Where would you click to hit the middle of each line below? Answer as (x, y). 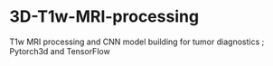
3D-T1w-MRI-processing (104, 17)
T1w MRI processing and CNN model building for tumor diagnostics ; (137, 42)
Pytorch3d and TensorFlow (60, 51)
